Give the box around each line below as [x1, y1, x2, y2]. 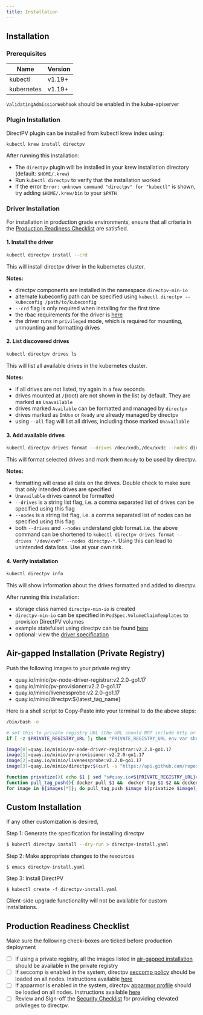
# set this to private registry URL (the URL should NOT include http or [6, 729, 196, 736]
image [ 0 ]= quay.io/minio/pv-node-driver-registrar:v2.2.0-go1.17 [6, 746, 172, 752]
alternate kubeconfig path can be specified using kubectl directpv [14, 293, 182, 300]
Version [47, 65, 71, 73]
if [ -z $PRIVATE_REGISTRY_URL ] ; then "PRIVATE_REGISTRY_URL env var [6, 736, 188, 742]
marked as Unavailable [14, 398, 73, 405]
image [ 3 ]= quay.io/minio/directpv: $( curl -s [6, 763, 118, 769]
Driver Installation [6, 204, 60, 213]
